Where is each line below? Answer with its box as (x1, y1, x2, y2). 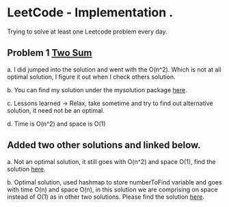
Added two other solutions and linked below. (7, 139, 201, 151)
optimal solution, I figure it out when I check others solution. (7, 72, 176, 81)
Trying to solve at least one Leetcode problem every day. (7, 27, 167, 36)
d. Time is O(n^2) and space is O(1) (7, 120, 106, 128)
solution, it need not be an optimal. (7, 106, 105, 114)
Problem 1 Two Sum (7, 47, 92, 59)
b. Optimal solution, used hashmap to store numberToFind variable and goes (7, 178, 222, 186)
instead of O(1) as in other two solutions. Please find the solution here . (7, 193, 205, 201)
